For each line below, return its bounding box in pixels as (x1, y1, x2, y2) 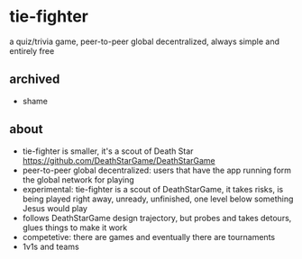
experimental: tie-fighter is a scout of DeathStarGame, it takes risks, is (22, 183, 284, 194)
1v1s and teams (22, 241, 79, 252)
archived (9, 72, 60, 87)
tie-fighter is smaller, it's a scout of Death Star (22, 146, 194, 156)
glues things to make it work (22, 222, 128, 233)
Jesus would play (22, 202, 88, 213)
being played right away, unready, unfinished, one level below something (22, 193, 294, 204)
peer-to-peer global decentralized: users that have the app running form (22, 165, 291, 175)
